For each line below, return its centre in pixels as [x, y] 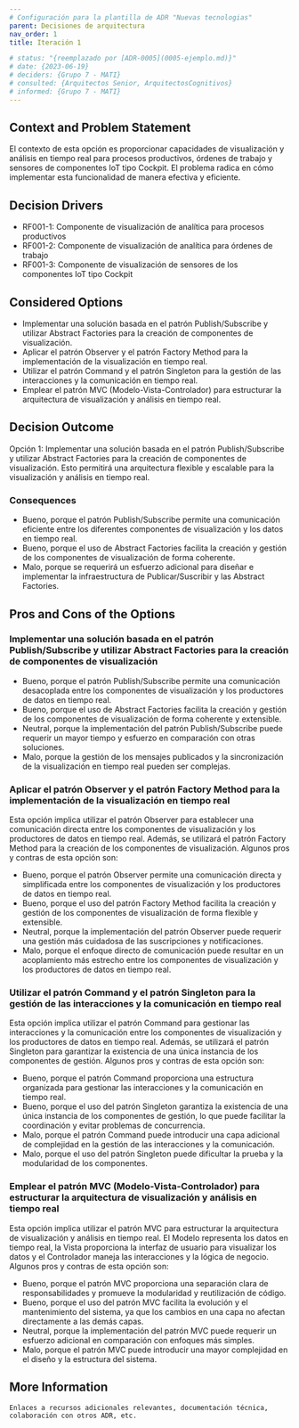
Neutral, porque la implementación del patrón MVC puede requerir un [149, 1330]
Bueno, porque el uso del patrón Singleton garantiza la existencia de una [155, 1106]
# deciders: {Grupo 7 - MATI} [65, 75]
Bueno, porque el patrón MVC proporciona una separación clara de [145, 1283]
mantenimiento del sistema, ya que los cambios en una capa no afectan [154, 1311]
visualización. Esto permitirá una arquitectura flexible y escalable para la [141, 468]
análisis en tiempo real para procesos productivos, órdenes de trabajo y [141, 159]
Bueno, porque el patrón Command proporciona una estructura [137, 1078]
